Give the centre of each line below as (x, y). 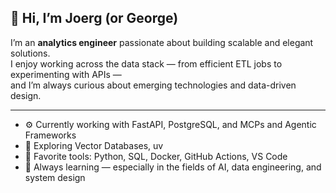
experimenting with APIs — (66, 74)
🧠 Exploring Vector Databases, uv (94, 145)
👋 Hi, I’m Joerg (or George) (94, 18)
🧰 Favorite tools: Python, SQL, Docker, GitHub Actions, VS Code (156, 156)
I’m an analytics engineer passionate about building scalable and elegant (162, 42)
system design (55, 177)
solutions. (30, 53)
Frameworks (50, 135)
